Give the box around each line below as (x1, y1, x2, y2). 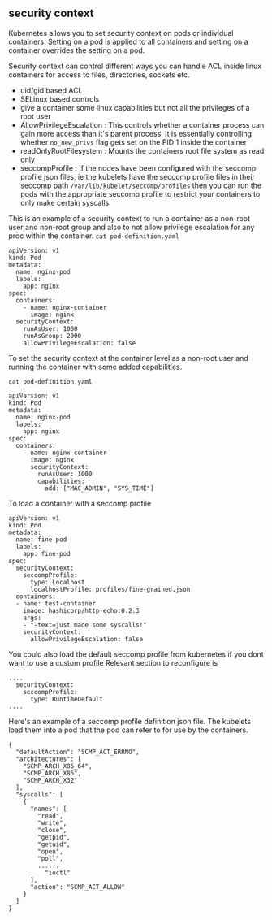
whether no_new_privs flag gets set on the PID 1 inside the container (19, 137, 248, 147)
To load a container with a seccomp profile (8, 498, 152, 508)
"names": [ (29, 805, 67, 813)
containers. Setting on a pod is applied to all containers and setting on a (8, 37, 249, 46)
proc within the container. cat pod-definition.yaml (8, 231, 180, 241)
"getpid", (37, 833, 71, 841)
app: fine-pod (23, 549, 71, 558)
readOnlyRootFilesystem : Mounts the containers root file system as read (19, 145, 265, 155)
